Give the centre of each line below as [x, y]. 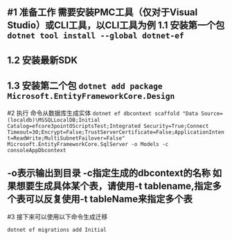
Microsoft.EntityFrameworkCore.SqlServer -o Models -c [88, 144]
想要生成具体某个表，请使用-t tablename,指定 [114, 186]
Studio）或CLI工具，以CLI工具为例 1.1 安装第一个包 [116, 25]
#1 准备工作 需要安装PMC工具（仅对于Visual [102, 12]
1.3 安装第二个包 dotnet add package [85, 86]
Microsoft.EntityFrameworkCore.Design [91, 96]
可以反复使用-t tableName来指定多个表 [109, 199]
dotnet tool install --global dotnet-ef [96, 36]
